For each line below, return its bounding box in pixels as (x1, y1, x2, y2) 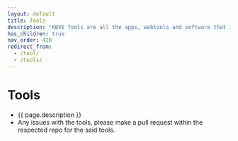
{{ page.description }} (17, 111, 82, 119)
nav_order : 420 (7, 37, 52, 44)
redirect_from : (7, 43, 52, 50)
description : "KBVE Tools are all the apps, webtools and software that (7, 23, 227, 30)
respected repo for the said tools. (17, 125, 115, 134)
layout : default (7, 10, 55, 18)
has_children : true (7, 30, 65, 38)
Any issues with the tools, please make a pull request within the (17, 118, 203, 126)
